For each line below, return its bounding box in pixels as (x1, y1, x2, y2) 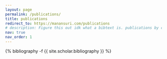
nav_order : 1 (5, 35, 32, 40)
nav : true (5, 30, 26, 35)
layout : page (5, 7, 32, 12)
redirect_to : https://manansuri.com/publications (5, 21, 110, 26)
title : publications (5, 16, 48, 21)
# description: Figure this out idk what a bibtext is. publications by (5, 26, 159, 30)
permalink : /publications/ (5, 12, 61, 17)
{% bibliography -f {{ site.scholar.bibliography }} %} (5, 48, 112, 54)
